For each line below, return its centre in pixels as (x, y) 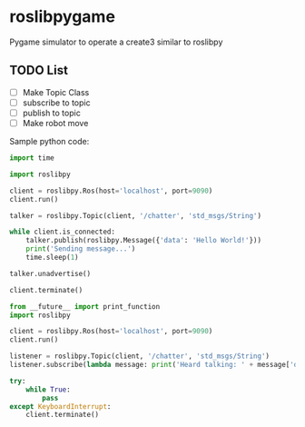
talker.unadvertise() (50, 273)
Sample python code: (49, 141)
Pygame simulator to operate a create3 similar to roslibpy (116, 42)
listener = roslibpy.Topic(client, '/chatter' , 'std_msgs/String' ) (140, 356)
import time (32, 158)
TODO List (39, 70)
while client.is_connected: (63, 232)
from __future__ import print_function (85, 306)
